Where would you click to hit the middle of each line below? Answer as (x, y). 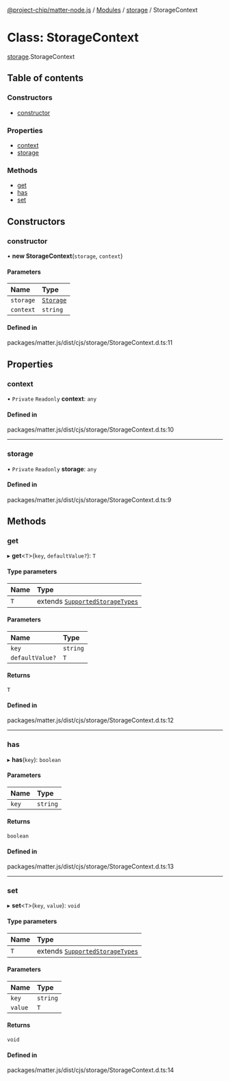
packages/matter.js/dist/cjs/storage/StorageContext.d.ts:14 (91, 1070)
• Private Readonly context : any (52, 399)
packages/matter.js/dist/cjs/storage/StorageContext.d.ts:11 (90, 343)
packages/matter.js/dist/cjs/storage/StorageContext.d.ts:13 (91, 866)
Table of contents (45, 78)
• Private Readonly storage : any (52, 468)
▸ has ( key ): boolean (34, 759)
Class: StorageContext (73, 38)
